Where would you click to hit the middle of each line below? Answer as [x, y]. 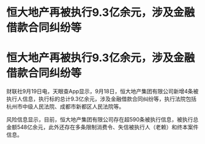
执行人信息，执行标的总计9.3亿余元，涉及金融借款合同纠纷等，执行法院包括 [102, 99]
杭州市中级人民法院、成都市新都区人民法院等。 [65, 107]
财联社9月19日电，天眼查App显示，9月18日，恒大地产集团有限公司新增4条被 [102, 92]
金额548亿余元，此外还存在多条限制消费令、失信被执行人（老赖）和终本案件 [102, 127]
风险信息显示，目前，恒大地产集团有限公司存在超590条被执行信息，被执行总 [102, 120]
